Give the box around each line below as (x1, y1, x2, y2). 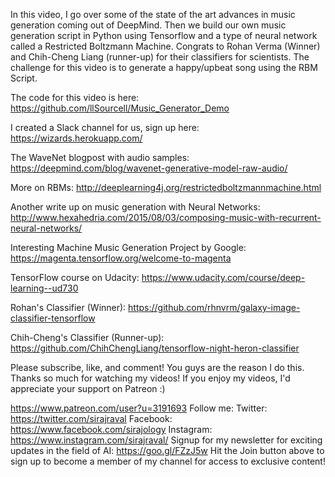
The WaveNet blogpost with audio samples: (10, 152, 190, 163)
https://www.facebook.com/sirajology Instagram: (10, 424, 213, 435)
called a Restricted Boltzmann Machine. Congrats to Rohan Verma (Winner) (10, 40, 321, 52)
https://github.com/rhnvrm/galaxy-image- (128, 302, 301, 313)
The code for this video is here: (10, 92, 140, 103)
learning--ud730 (10, 282, 79, 294)
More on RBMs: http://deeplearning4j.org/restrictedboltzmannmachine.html (10, 182, 322, 193)
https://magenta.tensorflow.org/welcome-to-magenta (10, 252, 232, 264)
